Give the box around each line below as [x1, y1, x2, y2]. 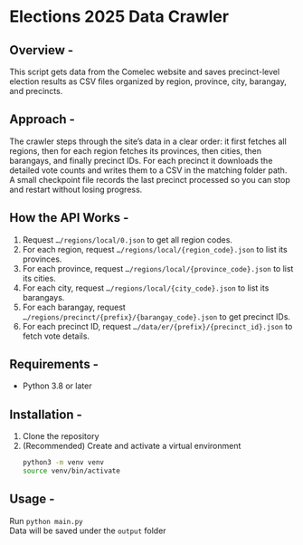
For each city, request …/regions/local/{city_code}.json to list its [22, 282, 270, 293]
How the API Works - [9, 210, 129, 225]
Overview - [9, 43, 74, 58]
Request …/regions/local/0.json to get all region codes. [22, 234, 233, 245]
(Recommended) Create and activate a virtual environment [22, 441, 241, 452]
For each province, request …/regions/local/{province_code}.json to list [22, 263, 294, 273]
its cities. [22, 272, 56, 283]
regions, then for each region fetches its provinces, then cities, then [9, 145, 262, 156]
